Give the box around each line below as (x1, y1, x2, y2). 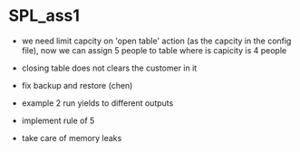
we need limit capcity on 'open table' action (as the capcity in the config (21, 35, 292, 46)
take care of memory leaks (21, 132, 122, 143)
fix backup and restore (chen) (21, 80, 133, 90)
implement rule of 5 (21, 115, 95, 126)
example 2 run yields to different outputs (21, 97, 174, 109)
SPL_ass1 (8, 5, 81, 26)
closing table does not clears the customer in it (21, 62, 198, 73)
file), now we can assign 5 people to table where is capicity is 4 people (21, 44, 287, 55)
